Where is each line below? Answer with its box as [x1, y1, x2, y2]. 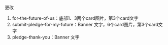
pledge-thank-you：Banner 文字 [12, 34, 80, 40]
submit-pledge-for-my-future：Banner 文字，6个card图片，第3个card [12, 22, 158, 27]
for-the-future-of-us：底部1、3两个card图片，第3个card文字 [12, 15, 139, 21]
